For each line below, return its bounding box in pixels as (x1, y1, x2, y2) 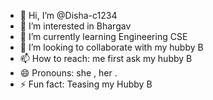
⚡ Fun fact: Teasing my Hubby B (19, 78, 153, 90)
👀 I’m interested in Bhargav (19, 20, 132, 32)
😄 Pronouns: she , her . (19, 67, 118, 79)
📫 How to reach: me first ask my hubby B (19, 53, 193, 64)
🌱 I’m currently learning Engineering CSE (19, 31, 188, 42)
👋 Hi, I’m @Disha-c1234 (19, 10, 118, 21)
